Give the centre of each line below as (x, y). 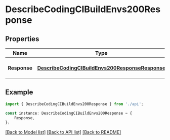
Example (19, 92)
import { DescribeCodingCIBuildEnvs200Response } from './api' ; (74, 104)
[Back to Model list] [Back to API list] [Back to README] (63, 132)
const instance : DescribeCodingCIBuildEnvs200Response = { (69, 113)
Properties (22, 39)
